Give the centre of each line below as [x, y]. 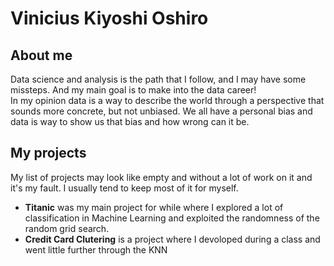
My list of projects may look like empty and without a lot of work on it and [161, 177]
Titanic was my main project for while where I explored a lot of [154, 207]
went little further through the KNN [96, 249]
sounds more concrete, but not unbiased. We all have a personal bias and [161, 111]
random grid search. [67, 228]
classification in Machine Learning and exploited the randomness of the [172, 218]
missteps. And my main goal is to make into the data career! [133, 90]
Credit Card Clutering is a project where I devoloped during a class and [172, 239]
